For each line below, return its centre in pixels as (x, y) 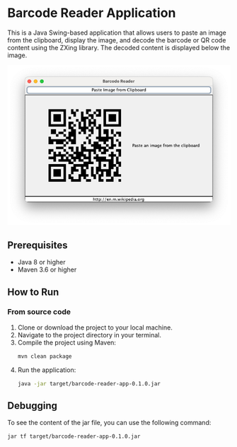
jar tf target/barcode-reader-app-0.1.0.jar (74, 436)
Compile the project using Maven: (67, 342)
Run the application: (47, 370)
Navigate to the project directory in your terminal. (89, 335)
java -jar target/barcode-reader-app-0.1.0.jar (89, 383)
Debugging (33, 406)
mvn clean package (45, 356)
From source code (39, 312)
